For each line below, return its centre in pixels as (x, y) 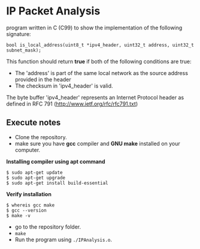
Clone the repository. (41, 137)
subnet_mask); (24, 50)
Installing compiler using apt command (56, 161)
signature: (19, 34)
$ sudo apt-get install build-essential (57, 183)
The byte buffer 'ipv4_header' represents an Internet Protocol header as (95, 97)
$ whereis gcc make (31, 205)
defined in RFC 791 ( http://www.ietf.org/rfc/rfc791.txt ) (72, 104)
